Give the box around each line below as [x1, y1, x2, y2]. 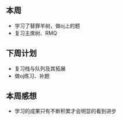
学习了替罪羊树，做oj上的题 [14, 22, 80, 29]
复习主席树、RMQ [14, 29, 58, 36]
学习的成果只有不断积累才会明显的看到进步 [14, 108, 117, 115]
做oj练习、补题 [14, 72, 50, 79]
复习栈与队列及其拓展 [14, 65, 66, 72]
